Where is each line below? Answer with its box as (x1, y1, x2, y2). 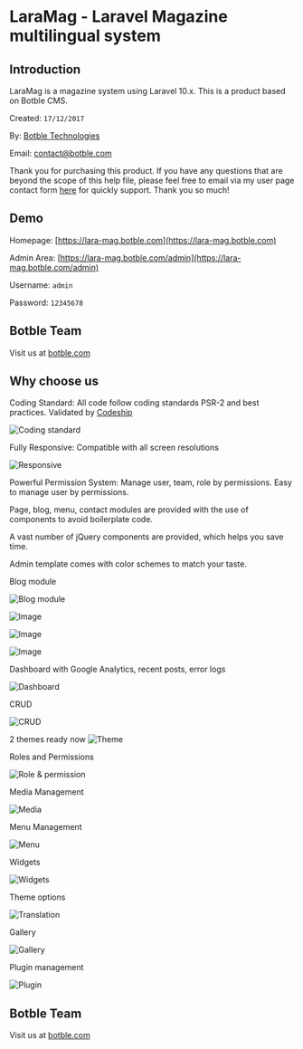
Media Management (9, 787, 84, 797)
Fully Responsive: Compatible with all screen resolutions (9, 442, 220, 453)
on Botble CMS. (9, 95, 68, 106)
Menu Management (9, 822, 82, 833)
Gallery (9, 927, 36, 938)
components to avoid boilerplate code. (9, 514, 154, 525)
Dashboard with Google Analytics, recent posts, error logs (9, 663, 226, 675)
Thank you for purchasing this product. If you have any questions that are (9, 166, 283, 176)
